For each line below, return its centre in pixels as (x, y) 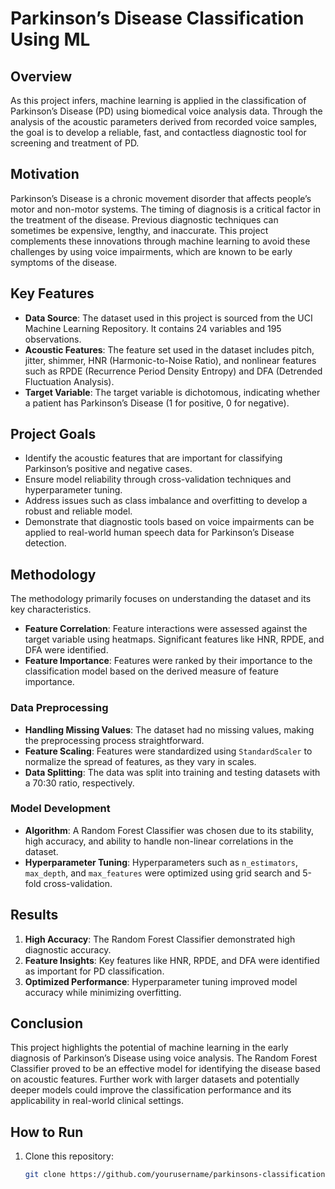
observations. (53, 339)
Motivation (45, 174)
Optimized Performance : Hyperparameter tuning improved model (161, 981)
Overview (41, 76)
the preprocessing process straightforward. (114, 740)
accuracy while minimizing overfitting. (103, 992)
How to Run (47, 1132)
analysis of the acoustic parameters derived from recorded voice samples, (164, 121)
